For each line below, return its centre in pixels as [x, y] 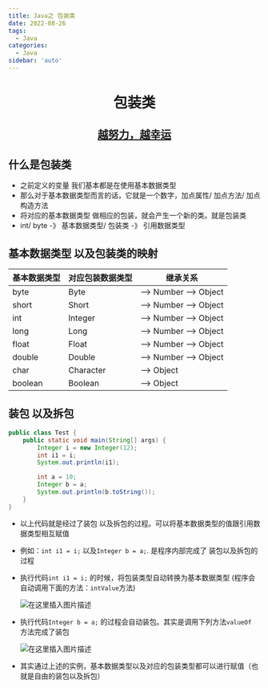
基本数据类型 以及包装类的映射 [83, 253]
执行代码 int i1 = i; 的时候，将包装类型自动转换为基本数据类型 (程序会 [138, 577]
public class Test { [43, 433]
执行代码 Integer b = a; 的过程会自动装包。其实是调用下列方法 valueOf [136, 621]
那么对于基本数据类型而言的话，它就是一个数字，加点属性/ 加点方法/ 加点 [140, 195]
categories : [28, 46]
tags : [17, 31]
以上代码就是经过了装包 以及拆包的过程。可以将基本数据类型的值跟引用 [136, 523]
